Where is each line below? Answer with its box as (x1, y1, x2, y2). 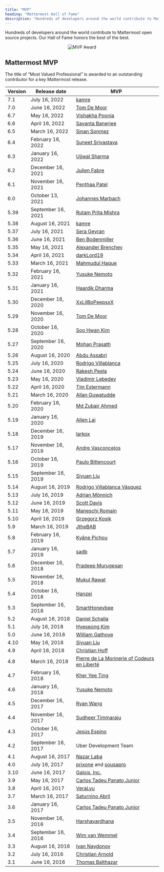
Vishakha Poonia (76, 112, 115, 119)
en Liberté (76, 661, 100, 668)
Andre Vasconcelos (76, 445, 121, 451)
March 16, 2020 (31, 391, 69, 398)
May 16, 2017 (31, 777, 64, 784)
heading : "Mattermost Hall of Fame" (5, 12, 80, 17)
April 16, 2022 (31, 120, 64, 127)
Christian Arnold (76, 851, 114, 858)
